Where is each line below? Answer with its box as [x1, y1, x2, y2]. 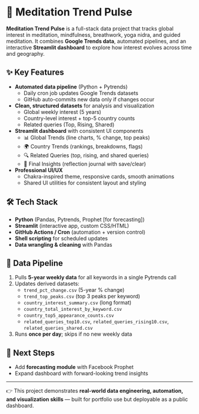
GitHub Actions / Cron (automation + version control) [14, 228, 146, 235]
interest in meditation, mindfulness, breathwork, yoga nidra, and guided [6, 31, 181, 38]
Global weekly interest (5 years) [23, 108, 102, 115]
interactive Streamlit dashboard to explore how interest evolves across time [6, 44, 192, 51]
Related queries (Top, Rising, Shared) [23, 121, 115, 128]
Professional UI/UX [14, 166, 63, 174]
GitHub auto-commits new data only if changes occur [23, 95, 155, 103]
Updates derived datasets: [14, 280, 80, 287]
